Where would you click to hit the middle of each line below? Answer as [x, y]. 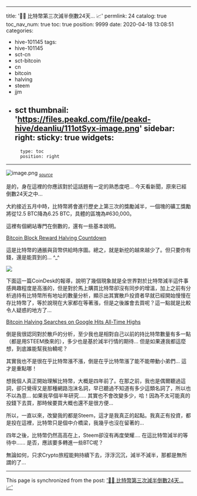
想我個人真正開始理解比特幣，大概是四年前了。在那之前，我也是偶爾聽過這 [96, 381]
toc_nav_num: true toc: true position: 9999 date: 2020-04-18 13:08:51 [90, 24]
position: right [40, 156]
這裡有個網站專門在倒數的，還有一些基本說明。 [62, 226]
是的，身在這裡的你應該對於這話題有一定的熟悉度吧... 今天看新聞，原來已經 [96, 186]
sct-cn [23, 54]
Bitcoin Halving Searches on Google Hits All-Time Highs [73, 322]
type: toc [32, 151]
